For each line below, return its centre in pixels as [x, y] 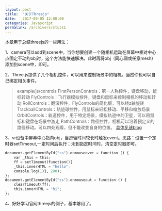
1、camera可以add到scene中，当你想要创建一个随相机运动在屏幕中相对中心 [81, 52]
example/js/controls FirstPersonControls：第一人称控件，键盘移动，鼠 [87, 91]
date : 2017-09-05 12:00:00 [34, 18]
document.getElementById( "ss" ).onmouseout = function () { [66, 180]
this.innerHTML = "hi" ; [38, 189]
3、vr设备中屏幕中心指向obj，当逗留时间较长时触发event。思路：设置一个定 [81, 138]
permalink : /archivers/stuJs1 [36, 28]
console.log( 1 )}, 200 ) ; [38, 171]
